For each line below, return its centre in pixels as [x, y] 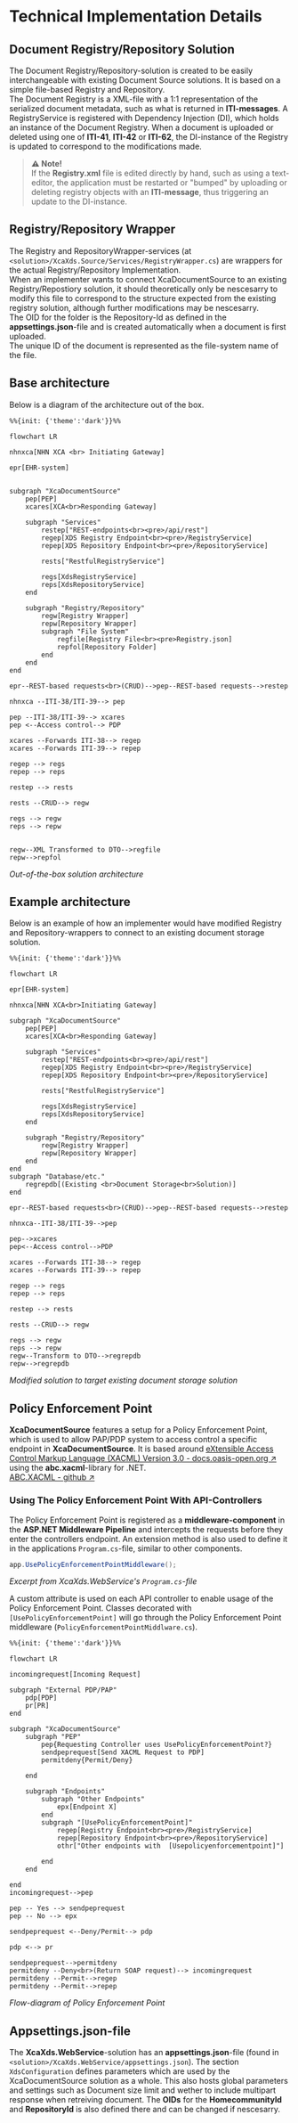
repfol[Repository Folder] [107, 647]
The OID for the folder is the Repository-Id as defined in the [118, 317]
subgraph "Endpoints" [65, 1792]
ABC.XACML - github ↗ [52, 1477]
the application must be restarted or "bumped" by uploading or [172, 183]
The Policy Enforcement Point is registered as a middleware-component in [147, 1520]
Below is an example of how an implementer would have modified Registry [145, 923]
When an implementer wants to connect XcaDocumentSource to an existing [148, 279]
